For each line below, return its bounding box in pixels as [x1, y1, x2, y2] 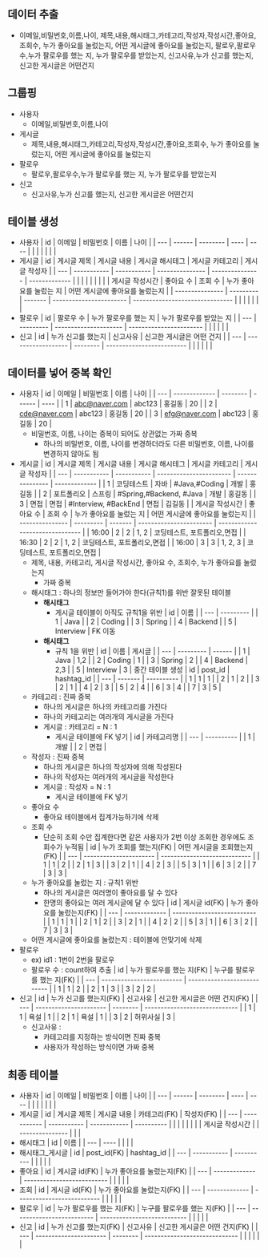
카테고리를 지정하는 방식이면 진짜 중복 [42, 1033, 162, 1042]
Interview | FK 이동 [54, 626, 116, 636]
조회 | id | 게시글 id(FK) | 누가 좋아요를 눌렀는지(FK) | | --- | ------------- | [18, 1185, 254, 1194]
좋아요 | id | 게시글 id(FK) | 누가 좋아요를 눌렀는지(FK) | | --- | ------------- [18, 1166, 256, 1176]
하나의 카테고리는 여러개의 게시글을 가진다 [42, 712, 174, 721]
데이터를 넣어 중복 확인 [7, 366, 113, 379]
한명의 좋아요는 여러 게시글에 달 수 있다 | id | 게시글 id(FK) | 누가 [42, 898, 244, 907]
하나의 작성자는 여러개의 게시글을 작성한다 [42, 772, 174, 782]
